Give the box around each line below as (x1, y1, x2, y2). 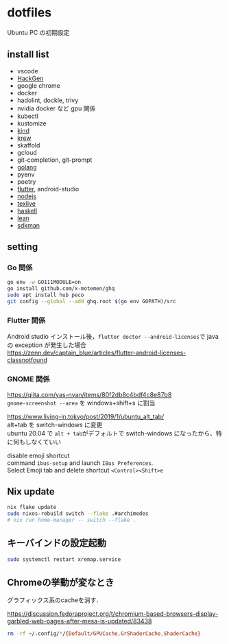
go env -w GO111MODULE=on (7, 279, 81, 286)
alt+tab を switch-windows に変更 (7, 420, 103, 429)
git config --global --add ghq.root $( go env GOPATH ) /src (7, 298, 176, 305)
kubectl (16, 112, 39, 120)
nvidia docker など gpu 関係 (16, 104, 96, 112)
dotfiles (7, 5, 52, 21)
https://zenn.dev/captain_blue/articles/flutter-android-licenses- (7, 348, 186, 357)
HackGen (16, 74, 44, 82)
